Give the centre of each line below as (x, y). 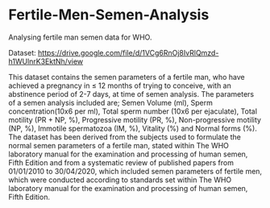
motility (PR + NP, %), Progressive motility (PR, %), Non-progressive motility (135, 119)
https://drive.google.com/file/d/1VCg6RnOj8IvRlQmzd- (128, 52)
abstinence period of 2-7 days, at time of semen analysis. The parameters (131, 94)
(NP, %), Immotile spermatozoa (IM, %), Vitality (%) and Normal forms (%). (133, 128)
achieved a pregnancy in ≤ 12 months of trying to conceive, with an (120, 85)
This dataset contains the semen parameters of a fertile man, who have (127, 77)
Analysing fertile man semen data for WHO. (80, 37)
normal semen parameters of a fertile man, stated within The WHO (119, 145)
